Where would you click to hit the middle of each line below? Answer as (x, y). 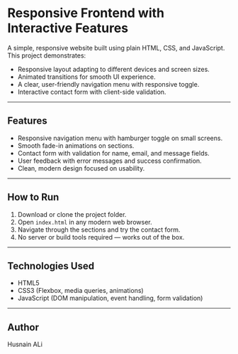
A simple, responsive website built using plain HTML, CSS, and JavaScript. (116, 48)
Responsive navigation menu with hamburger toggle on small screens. (120, 138)
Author (23, 327)
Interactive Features (68, 28)
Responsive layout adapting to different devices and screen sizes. (114, 69)
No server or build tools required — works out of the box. (101, 237)
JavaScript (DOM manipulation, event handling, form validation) (110, 298)
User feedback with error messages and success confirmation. (109, 161)
